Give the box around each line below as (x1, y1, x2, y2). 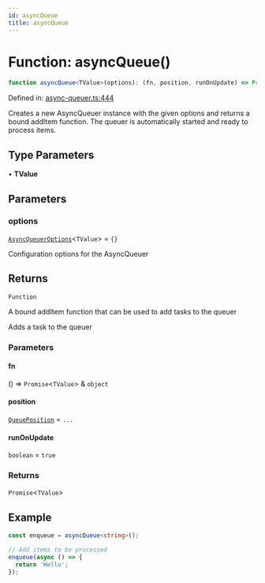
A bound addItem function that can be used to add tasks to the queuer (8, 307, 237, 316)
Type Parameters (8, 148, 95, 162)
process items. (8, 126, 57, 135)
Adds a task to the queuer (8, 322, 92, 332)
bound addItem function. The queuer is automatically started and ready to (8, 117, 248, 126)
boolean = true (8, 450, 56, 460)
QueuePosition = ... (8, 414, 73, 423)
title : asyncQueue (8, 19, 69, 27)
